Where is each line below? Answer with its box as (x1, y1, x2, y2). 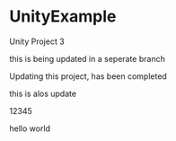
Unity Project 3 (9, 36, 65, 47)
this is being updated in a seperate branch (9, 53, 166, 64)
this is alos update (9, 88, 77, 99)
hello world (9, 123, 51, 134)
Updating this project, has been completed (9, 70, 168, 82)
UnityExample (9, 6, 117, 27)
